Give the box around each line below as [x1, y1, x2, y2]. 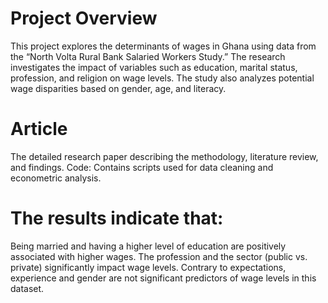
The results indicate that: [10, 207, 224, 230]
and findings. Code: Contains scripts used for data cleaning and [10, 161, 274, 173]
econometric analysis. [10, 172, 102, 184]
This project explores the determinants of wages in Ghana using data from [10, 40, 317, 52]
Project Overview [10, 7, 158, 30]
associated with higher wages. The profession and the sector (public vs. [10, 250, 308, 262]
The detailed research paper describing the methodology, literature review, [10, 150, 319, 162]
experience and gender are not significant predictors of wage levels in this [10, 272, 317, 284]
